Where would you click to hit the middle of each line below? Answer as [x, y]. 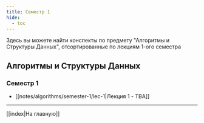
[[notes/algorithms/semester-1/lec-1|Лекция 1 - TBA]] [82, 96]
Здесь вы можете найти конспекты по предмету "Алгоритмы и [88, 41]
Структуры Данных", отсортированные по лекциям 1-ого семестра [94, 47]
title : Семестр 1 [28, 12]
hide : [13, 18]
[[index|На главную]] [33, 114]
